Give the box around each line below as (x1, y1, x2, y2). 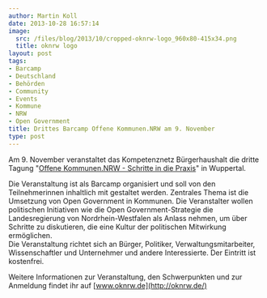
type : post (8, 132, 45, 140)
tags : (8, 57, 27, 66)
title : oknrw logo (15, 42, 78, 50)
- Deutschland (8, 72, 57, 80)
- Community (8, 87, 49, 96)
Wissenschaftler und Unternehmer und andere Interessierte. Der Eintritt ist (8, 248, 256, 258)
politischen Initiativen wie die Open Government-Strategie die (8, 204, 214, 215)
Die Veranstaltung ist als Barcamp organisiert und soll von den (8, 179, 216, 189)
